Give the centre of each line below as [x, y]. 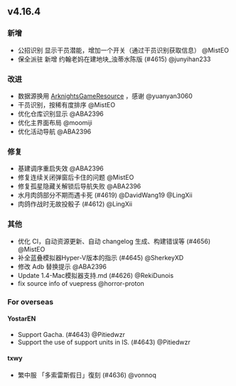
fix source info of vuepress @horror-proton [81, 283]
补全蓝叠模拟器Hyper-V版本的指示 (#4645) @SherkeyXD [101, 257]
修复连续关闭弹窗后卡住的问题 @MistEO [76, 178]
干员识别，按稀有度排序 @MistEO [66, 104]
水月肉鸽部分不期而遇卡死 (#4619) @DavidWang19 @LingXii [105, 195]
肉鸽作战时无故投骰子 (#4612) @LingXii [75, 204]
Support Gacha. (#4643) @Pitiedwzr [71, 334]
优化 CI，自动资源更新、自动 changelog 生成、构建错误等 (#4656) [114, 241]
